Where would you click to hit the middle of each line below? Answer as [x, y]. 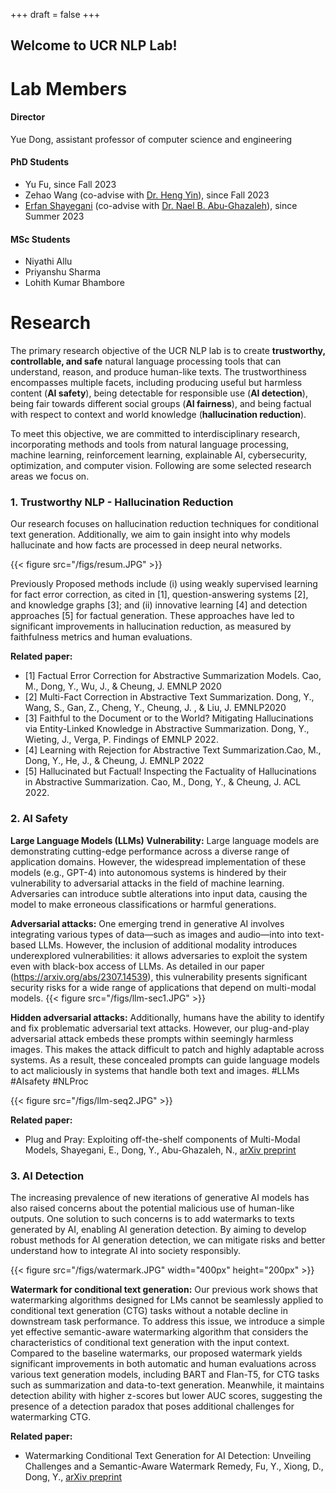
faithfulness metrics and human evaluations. [101, 637]
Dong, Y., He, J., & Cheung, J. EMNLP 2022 [114, 761]
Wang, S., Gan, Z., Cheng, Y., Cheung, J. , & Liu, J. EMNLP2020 [155, 708]
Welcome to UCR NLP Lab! [94, 45]
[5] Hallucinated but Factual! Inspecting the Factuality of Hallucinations [170, 771]
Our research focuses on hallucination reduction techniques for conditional [164, 524]
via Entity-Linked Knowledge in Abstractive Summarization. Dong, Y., [167, 729]
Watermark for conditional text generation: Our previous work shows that [164, 1290]
